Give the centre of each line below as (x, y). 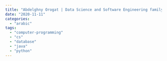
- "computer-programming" (37, 32)
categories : (17, 19)
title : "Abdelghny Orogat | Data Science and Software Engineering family (84, 10)
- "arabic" (21, 23)
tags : (11, 28)
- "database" (23, 42)
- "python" (21, 51)
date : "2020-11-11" (25, 14)
